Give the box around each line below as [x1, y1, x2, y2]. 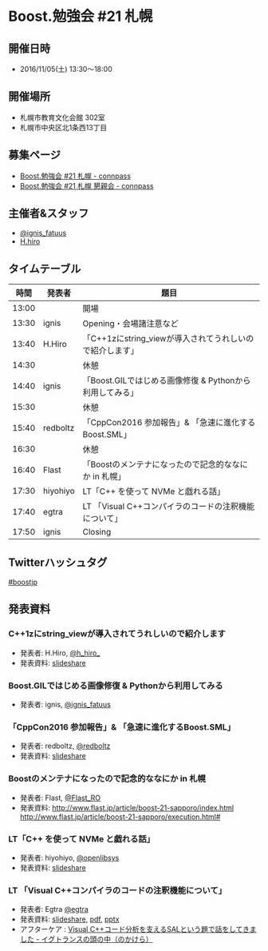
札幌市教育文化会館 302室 [19, 113, 105, 122]
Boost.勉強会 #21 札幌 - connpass [19, 171, 132, 181]
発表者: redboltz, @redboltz [19, 741, 111, 751]
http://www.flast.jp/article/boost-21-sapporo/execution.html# [19, 812, 221, 822]
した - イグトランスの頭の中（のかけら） [19, 934, 153, 944]
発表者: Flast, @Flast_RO [19, 793, 101, 802]
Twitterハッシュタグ [8, 555, 108, 569]
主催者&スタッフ [8, 207, 89, 221]
